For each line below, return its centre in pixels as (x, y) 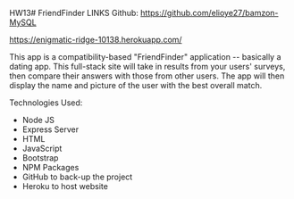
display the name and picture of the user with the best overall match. (136, 85)
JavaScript (42, 148)
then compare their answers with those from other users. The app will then (147, 76)
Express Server (50, 129)
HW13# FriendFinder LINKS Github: (74, 13)
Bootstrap (40, 158)
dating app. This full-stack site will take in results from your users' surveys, (147, 66)
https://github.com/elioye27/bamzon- (209, 13)
